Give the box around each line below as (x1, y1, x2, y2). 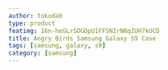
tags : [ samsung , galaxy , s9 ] (8, 42, 106, 50)
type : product (8, 19, 56, 27)
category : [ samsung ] (8, 49, 78, 57)
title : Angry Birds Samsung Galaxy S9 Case (8, 34, 157, 43)
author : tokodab (8, 11, 63, 20)
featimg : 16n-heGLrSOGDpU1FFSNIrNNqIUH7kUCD (8, 27, 160, 35)
